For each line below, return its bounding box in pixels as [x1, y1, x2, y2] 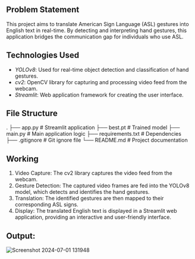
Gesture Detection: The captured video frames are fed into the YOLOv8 [14, 182, 190, 189]
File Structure [6, 108, 58, 119]
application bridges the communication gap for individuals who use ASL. [6, 33, 184, 40]
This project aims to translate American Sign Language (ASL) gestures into [6, 20, 189, 27]
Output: [6, 231, 36, 241]
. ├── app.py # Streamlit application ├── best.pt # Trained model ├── [6, 124, 180, 131]
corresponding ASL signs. [14, 201, 78, 208]
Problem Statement [6, 5, 80, 15]
